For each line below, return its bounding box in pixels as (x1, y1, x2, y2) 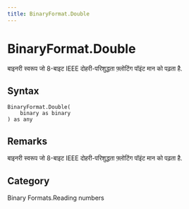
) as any (7, 116, 33, 124)
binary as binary (20, 110, 71, 117)
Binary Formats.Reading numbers (7, 193, 104, 202)
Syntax (7, 85, 39, 97)
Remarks (7, 135, 48, 147)
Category (7, 174, 50, 187)
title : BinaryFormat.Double (7, 10, 90, 18)
